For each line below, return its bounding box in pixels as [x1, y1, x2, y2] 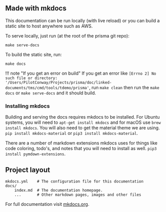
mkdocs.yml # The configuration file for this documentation [5, 179, 144, 184]
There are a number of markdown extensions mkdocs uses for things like [5, 140, 158, 146]
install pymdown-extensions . [5, 151, 66, 157]
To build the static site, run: [5, 51, 62, 57]
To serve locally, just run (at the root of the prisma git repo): [5, 32, 130, 39]
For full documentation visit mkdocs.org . [5, 201, 90, 207]
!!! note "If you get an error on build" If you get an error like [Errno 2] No [5, 70, 156, 76]
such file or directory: [5, 76, 58, 81]
